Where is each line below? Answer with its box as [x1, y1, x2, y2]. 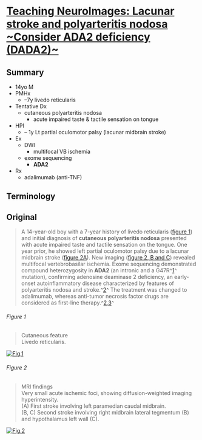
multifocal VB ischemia [33, 148, 91, 155]
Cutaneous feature [21, 332, 69, 339]
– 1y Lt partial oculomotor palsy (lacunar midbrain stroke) [24, 129, 167, 136]
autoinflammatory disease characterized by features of [36, 280, 174, 287]
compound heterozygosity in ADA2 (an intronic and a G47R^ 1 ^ [21, 267, 177, 274]
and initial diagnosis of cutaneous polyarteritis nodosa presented [21, 235, 187, 242]
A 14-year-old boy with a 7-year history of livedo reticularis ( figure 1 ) [21, 228, 193, 235]
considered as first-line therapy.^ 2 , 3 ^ [21, 299, 114, 306]
